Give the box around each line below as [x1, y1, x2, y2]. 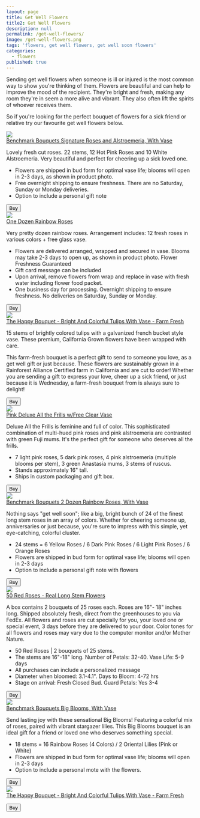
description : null [6, 25, 52, 32]
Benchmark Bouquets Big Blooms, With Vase [6, 704, 117, 712]
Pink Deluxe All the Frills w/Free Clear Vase [6, 411, 113, 418]
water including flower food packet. [14, 279, 103, 286]
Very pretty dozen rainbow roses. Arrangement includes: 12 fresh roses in [6, 229, 189, 236]
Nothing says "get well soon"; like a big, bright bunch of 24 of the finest [6, 510, 183, 517]
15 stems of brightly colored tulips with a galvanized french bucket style [6, 329, 184, 337]
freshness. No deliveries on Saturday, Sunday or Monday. [14, 292, 157, 299]
